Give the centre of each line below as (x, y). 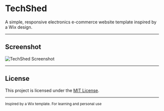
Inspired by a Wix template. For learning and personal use (53, 104)
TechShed (26, 9)
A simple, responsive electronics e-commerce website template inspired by (81, 22)
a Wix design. (19, 27)
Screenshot (23, 47)
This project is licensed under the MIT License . (52, 90)
